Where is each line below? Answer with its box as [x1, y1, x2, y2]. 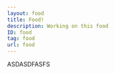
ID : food [7, 29, 32, 36]
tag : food [7, 35, 36, 42]
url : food [7, 41, 36, 48]
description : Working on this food [7, 22, 109, 29]
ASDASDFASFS [7, 60, 50, 68]
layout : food [7, 10, 44, 17]
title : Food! [7, 16, 44, 23]
